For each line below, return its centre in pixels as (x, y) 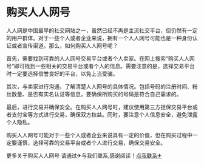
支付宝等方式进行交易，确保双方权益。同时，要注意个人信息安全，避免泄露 (104, 114)
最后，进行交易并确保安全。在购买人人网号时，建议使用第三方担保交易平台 (99, 107)
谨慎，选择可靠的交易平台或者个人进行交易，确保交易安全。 (91, 143)
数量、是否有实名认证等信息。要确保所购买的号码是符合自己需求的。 (97, 94)
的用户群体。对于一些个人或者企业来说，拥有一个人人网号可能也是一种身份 (99, 38)
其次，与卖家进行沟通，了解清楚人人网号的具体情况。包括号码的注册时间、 (99, 86)
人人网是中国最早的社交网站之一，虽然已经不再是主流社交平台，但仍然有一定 (102, 30)
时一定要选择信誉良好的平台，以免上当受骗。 (62, 73)
